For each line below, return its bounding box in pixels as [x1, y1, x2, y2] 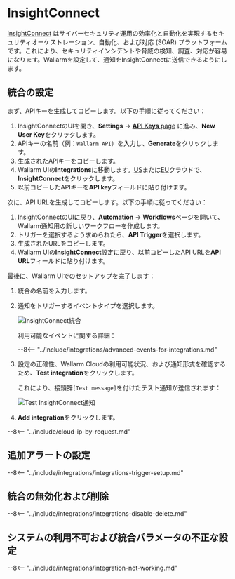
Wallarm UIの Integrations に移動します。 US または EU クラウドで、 [17, 165, 206, 173]
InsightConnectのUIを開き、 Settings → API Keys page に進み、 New [17, 121, 215, 130]
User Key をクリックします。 [17, 130, 100, 138]
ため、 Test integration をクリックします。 [17, 368, 138, 377]
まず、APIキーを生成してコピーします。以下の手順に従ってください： [7, 107, 206, 115]
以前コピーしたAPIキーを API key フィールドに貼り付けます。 [17, 182, 191, 191]
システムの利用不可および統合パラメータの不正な [7, 531, 219, 543]
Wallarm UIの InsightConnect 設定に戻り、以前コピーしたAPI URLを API [17, 248, 221, 256]
